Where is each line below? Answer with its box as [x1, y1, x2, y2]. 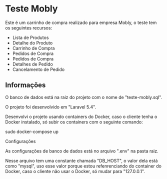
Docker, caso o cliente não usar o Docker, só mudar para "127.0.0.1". [5, 168, 145, 174]
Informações [5, 81, 46, 89]
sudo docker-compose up [5, 128, 59, 134]
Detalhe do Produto [12, 39, 53, 45]
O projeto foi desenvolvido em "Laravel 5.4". [5, 103, 96, 110]
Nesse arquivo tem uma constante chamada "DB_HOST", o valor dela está [5, 157, 158, 163]
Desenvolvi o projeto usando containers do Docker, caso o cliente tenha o [5, 113, 157, 119]
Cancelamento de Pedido [12, 66, 65, 72]
